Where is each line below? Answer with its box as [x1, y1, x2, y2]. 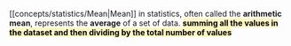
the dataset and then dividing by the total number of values [9, 27, 232, 37]
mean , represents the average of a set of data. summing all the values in [9, 18, 279, 28]
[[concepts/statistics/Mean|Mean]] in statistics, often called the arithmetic [9, 9, 282, 19]
